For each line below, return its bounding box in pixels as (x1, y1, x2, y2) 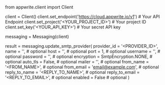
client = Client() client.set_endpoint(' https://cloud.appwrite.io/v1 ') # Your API (5, 14, 160, 19)
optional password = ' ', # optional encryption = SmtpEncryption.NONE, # (5, 54, 153, 59)
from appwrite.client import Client (5, 4, 73, 10)
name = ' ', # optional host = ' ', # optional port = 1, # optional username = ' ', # (5, 49, 161, 54)
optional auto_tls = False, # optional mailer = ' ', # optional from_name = (5, 59, 149, 64)
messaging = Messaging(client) (5, 34, 69, 39)
